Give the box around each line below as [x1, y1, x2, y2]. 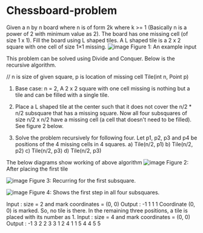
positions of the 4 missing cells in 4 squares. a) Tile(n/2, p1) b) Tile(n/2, [15, 140, 193, 147]
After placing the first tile [6, 165, 68, 172]
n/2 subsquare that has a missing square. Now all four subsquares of [15, 109, 188, 116]
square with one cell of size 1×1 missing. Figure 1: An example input [6, 43, 197, 50]
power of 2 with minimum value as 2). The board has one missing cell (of [6, 30, 188, 37]
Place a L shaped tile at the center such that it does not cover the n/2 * [15, 103, 192, 110]
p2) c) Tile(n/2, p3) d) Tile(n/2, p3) [15, 147, 102, 154]
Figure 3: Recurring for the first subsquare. [29, 177, 136, 184]
